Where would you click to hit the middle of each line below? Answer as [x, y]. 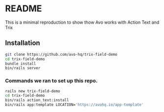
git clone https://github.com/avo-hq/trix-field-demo [61, 54]
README [24, 9]
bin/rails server [23, 68]
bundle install [21, 64]
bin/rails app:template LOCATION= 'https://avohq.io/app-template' [74, 105]
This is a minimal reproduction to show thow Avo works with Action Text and [82, 22]
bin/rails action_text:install [37, 100]
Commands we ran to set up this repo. [51, 81]
